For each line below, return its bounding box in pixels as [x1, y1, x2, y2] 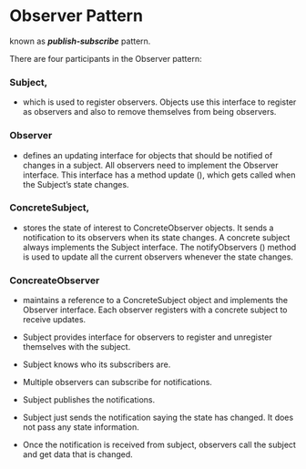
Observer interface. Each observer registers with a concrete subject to [22, 304, 289, 315]
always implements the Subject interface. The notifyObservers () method [22, 241, 297, 252]
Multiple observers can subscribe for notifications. [22, 377, 212, 388]
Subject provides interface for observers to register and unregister [22, 331, 272, 342]
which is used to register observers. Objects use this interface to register [22, 97, 297, 107]
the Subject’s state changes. [22, 178, 129, 189]
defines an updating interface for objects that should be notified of [22, 149, 273, 160]
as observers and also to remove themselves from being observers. [22, 107, 277, 117]
